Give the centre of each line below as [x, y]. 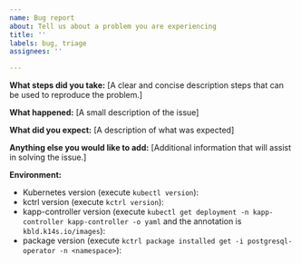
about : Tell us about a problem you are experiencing [113, 26]
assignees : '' [36, 52]
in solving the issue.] [48, 157]
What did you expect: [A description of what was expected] [122, 130]
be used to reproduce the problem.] [76, 95]
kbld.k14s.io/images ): [64, 231]
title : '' [28, 34]
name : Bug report [42, 18]
